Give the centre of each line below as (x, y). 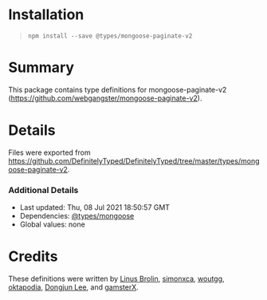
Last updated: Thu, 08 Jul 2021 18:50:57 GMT (94, 207)
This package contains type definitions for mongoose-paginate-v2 (118, 89)
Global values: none (52, 224)
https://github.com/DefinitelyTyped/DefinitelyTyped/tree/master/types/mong (134, 160)
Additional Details (43, 190)
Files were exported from (49, 152)
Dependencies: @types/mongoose (77, 216)
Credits (33, 257)
